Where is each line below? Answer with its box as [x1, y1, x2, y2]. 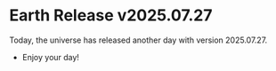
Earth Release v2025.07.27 [9, 5, 213, 26]
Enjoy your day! [21, 51, 80, 62]
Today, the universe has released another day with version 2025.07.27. [9, 35, 268, 45]
